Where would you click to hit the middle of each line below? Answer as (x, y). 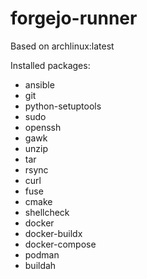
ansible (39, 84)
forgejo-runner (74, 18)
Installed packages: (50, 65)
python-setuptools (63, 106)
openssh (43, 127)
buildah (40, 265)
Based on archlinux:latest (62, 46)
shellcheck (47, 212)
